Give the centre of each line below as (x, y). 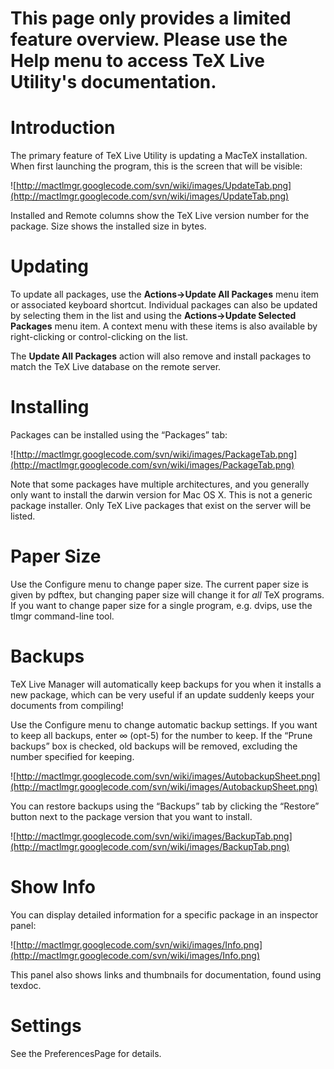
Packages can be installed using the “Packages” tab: (119, 435)
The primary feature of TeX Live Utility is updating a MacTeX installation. (159, 156)
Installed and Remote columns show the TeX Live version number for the (160, 216)
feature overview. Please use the (149, 39)
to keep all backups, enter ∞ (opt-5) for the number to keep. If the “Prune (161, 735)
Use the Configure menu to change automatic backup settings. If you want (164, 724)
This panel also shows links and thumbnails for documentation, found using (166, 974)
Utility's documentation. (113, 82)
